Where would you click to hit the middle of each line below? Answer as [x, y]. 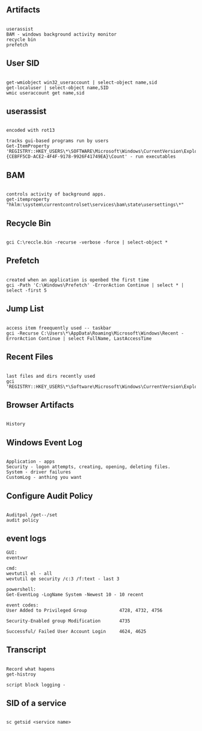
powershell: [21, 589]
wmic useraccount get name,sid [45, 93]
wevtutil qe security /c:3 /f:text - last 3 [63, 579]
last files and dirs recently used [51, 376]
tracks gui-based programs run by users [58, 141]
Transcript [26, 650]
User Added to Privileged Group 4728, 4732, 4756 [84, 610]
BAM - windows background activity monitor [62, 34]
